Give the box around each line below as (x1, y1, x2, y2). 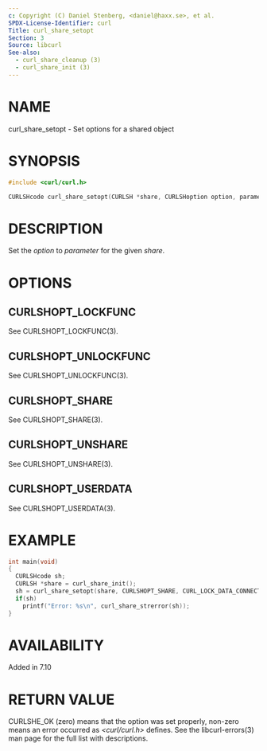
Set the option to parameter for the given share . (8, 246, 165, 256)
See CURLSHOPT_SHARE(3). (8, 415, 103, 424)
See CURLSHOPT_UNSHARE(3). (8, 459, 114, 468)
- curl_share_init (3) (15, 64, 91, 72)
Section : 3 (8, 33, 44, 42)
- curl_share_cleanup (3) (15, 57, 102, 65)
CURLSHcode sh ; (15, 573, 66, 581)
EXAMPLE (8, 531, 76, 550)
